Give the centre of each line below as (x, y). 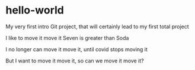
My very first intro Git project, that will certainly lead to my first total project (97, 26)
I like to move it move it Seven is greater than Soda (67, 38)
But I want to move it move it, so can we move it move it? (75, 61)
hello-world (35, 10)
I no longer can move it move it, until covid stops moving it (76, 49)
